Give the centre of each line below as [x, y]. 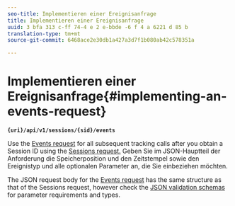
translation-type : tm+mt [44, 34]
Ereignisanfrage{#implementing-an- [117, 97]
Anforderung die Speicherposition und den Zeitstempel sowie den [103, 159]
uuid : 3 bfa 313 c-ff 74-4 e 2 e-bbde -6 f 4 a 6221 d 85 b [98, 27]
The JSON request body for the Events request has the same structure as [114, 180]
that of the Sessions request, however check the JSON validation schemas [116, 188]
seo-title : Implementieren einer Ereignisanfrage [82, 14]
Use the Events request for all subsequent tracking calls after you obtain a [115, 144]
